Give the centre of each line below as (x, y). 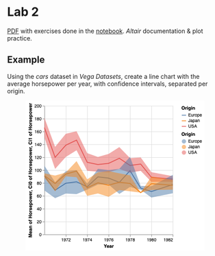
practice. (20, 38)
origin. (16, 91)
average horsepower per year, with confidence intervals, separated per (107, 84)
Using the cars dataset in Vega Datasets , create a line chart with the (103, 76)
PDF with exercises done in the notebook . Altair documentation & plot (105, 31)
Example (26, 60)
